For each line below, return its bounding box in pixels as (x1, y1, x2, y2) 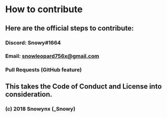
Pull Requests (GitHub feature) (5, 66, 82, 73)
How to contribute (5, 4, 83, 15)
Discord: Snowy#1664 (5, 39, 61, 46)
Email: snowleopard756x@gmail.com (5, 52, 100, 60)
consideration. (5, 90, 53, 99)
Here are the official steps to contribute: (5, 24, 134, 33)
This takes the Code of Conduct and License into (5, 82, 162, 91)
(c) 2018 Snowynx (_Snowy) (5, 105, 76, 112)
